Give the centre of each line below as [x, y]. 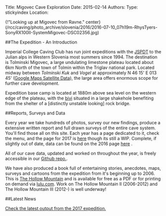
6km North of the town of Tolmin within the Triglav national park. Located [80, 67]
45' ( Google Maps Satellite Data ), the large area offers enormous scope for [82, 78]
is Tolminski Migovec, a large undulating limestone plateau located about [79, 62]
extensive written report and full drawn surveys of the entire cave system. [81, 128]
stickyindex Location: [27, 12]
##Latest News [21, 199]
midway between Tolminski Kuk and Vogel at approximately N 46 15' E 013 [81, 73]
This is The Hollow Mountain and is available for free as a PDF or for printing [83, 179]
